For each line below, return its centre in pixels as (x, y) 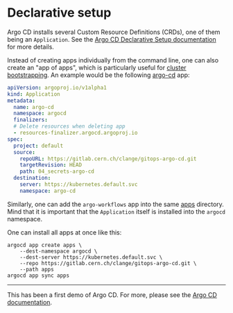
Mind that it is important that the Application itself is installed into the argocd (116, 211)
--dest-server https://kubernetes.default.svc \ (91, 257)
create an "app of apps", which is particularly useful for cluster (97, 67)
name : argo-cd (34, 107)
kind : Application (34, 94)
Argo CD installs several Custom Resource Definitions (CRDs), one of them (114, 32)
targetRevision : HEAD (51, 165)
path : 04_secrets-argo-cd (57, 171)
